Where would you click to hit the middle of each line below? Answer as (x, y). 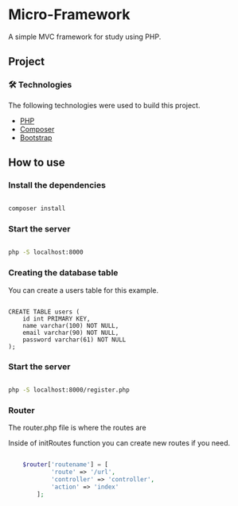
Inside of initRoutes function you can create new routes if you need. (119, 443)
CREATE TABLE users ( (44, 312)
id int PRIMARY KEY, (57, 319)
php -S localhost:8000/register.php (69, 390)
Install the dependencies (57, 185)
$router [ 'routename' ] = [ (66, 465)
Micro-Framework (69, 15)
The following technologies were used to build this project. (104, 105)
